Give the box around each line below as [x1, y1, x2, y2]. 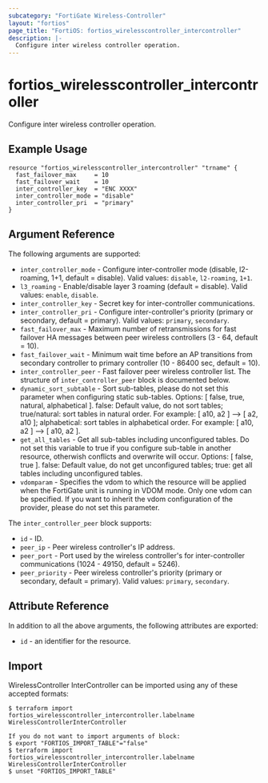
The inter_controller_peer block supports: [8, 518, 152, 528]
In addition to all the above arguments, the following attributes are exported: [8, 620, 258, 630]
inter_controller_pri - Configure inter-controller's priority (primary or [19, 307, 254, 316]
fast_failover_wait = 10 [15, 178, 110, 186]
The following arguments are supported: [8, 249, 142, 259]
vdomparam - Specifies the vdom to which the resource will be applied [19, 477, 246, 487]
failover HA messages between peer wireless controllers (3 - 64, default [19, 332, 258, 342]
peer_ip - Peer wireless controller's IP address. [19, 542, 176, 552]
